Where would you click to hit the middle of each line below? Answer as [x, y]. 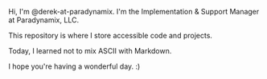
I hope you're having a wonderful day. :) [74, 66]
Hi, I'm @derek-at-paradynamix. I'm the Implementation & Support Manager [134, 12]
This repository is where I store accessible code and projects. [111, 36]
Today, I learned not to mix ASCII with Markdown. [90, 51]
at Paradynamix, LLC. [43, 20]
